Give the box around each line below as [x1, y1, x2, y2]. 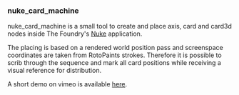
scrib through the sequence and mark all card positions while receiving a [7, 59, 221, 67]
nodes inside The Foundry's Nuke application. [7, 29, 143, 38]
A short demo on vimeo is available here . [7, 80, 128, 89]
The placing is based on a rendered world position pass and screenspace [7, 44, 223, 52]
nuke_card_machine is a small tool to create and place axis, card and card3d [7, 22, 232, 31]
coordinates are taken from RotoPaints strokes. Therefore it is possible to [7, 51, 223, 59]
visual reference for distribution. [7, 66, 102, 75]
